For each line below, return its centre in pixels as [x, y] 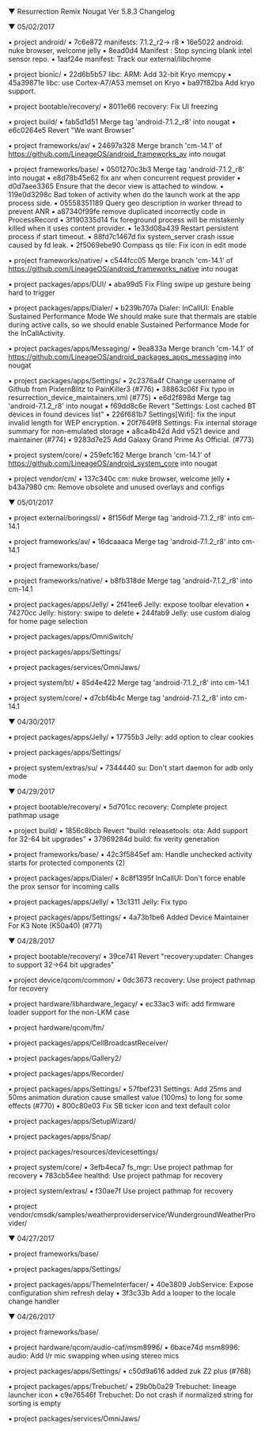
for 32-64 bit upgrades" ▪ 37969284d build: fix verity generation [114, 839]
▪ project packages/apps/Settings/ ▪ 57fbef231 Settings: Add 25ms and [125, 1089]
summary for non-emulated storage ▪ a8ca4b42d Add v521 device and [124, 431]
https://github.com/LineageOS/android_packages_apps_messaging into [125, 357]
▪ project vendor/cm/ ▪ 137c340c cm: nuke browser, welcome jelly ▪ [119, 479]
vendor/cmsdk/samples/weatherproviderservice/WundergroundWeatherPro [132, 1214]
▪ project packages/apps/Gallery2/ [65, 1058]
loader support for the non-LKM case [69, 1012]
